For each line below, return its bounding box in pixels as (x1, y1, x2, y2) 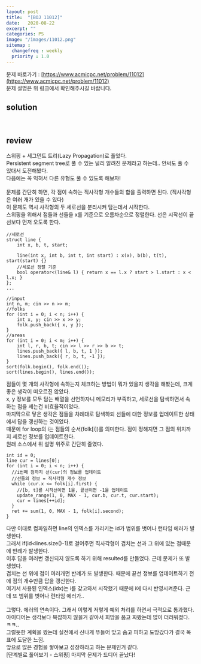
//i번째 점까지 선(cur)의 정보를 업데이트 (11, 469, 102, 476)
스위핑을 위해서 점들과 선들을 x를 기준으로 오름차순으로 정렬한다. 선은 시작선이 (6, 211, 188, 218)
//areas (6, 332, 26, 339)
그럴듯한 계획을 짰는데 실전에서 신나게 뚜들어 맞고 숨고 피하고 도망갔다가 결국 (6, 629, 185, 636)
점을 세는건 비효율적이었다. (17, 403, 80, 410)
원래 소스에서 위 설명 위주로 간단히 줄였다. (6, 440, 103, 447)
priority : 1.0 (11, 53, 50, 59)
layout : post (6, 8, 39, 15)
